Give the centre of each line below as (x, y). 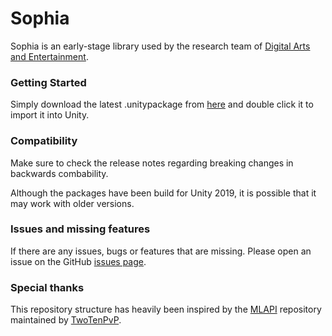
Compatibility (44, 141)
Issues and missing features (80, 229)
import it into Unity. (50, 115)
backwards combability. (59, 173)
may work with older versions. (72, 203)
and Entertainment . (49, 56)
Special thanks (47, 287)
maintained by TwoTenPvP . (66, 320)
